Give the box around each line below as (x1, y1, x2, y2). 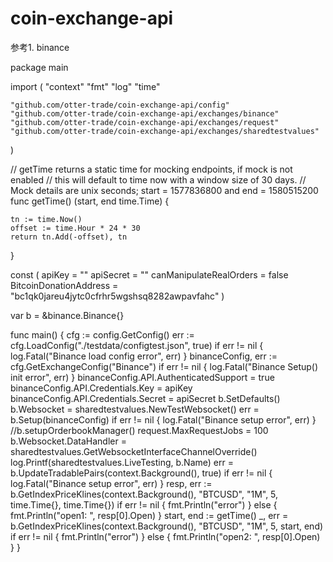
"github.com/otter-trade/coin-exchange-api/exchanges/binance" (10, 108, 280, 119)
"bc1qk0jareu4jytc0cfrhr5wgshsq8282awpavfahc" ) (10, 290, 225, 302)
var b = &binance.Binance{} (10, 309, 125, 321)
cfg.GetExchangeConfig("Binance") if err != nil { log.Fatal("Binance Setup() (10, 360, 319, 372)
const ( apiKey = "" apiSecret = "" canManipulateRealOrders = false (10, 268, 289, 281)
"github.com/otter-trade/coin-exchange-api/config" (10, 100, 230, 110)
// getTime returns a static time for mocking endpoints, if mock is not (10, 163, 293, 175)
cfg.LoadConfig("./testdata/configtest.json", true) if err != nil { (10, 339, 264, 351)
